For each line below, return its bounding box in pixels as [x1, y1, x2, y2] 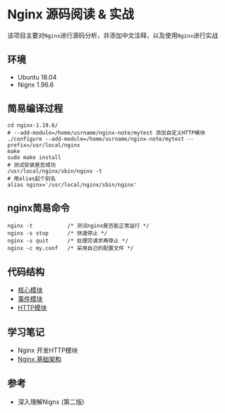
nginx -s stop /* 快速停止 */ [7, 230, 108, 237]
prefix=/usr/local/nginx [7, 142, 80, 149]
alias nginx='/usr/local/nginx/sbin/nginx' [7, 181, 138, 188]
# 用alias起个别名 [7, 175, 56, 182]
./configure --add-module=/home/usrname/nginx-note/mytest [7, 135, 185, 142]
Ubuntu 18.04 [17, 73, 57, 81]
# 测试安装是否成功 [7, 161, 56, 168]
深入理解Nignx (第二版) [17, 397, 85, 406]
